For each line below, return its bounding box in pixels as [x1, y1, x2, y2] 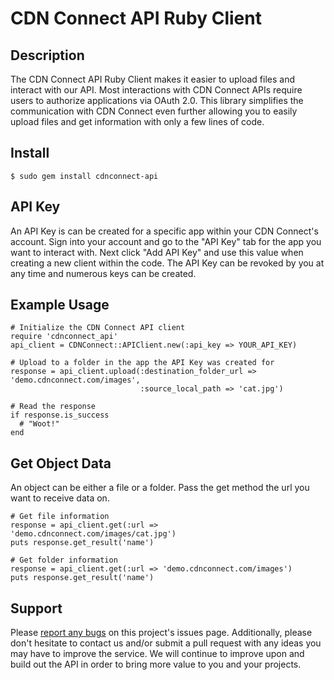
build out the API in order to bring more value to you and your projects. [10, 658, 302, 671]
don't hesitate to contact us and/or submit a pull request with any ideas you [10, 637, 322, 649]
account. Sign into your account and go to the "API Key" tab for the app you [10, 235, 322, 247]
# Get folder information [10, 555, 118, 566]
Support [10, 600, 63, 617]
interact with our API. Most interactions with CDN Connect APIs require [10, 84, 303, 96]
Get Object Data [10, 455, 112, 472]
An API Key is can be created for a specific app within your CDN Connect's [10, 225, 319, 237]
